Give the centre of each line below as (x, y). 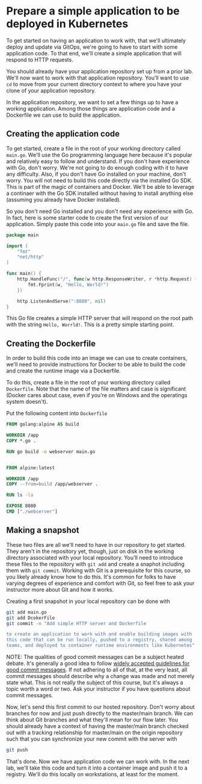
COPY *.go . (21, 440)
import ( (17, 246)
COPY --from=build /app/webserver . (52, 484)
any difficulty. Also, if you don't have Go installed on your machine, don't (96, 174)
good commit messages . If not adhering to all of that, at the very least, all (97, 670)
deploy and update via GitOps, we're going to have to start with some (92, 47)
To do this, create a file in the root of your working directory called (88, 383)
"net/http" (31, 257)
